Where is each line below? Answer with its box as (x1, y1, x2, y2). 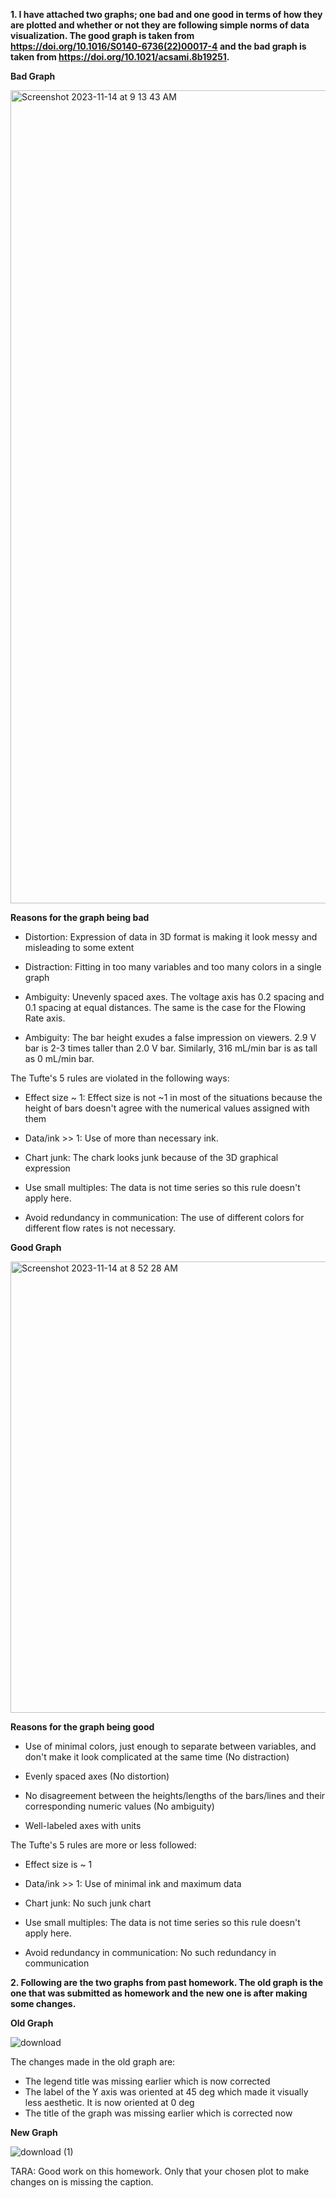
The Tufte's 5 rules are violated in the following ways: (10, 1072, 230, 1084)
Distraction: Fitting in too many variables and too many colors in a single (24, 961, 322, 973)
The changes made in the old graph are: (10, 2056, 176, 2068)
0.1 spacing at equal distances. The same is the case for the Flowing (24, 1002, 307, 1013)
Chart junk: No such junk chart (24, 1897, 152, 1909)
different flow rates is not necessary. (24, 1222, 177, 1234)
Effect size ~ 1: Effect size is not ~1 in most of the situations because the (24, 1092, 323, 1103)
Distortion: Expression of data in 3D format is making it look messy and (24, 931, 318, 943)
